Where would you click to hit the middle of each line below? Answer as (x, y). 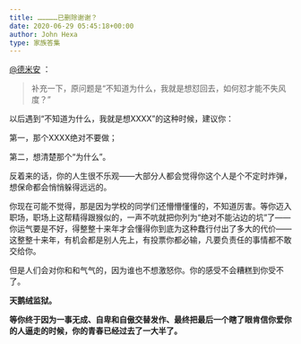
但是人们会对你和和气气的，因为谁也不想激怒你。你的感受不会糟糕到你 (139, 270)
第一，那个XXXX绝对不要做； (64, 138)
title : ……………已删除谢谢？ (54, 18)
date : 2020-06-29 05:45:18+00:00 (72, 26)
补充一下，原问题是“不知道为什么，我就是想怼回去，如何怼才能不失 (155, 88)
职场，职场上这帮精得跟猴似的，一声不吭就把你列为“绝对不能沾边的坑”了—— (150, 217)
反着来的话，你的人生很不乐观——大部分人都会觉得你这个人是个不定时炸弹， (150, 176)
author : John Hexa (43, 34)
